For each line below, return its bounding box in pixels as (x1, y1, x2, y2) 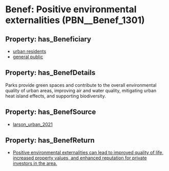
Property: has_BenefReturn (5, 136, 95, 145)
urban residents (12, 48, 47, 54)
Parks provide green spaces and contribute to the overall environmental (5, 82, 157, 88)
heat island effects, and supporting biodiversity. (5, 93, 106, 99)
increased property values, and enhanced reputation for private (12, 155, 147, 161)
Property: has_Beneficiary (5, 35, 91, 43)
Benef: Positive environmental (5, 4, 137, 15)
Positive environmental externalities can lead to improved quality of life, (12, 150, 164, 156)
